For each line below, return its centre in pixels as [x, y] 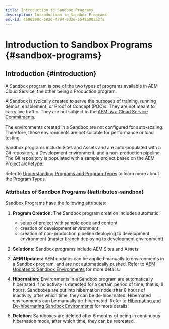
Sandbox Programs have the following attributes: [56, 203]
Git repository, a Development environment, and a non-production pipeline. [83, 153]
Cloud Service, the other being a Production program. [61, 91]
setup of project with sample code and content [69, 223]
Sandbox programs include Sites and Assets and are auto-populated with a [83, 148]
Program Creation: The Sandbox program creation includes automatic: [86, 213]
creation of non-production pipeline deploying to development [85, 233]
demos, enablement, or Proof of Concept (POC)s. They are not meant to [80, 106]
